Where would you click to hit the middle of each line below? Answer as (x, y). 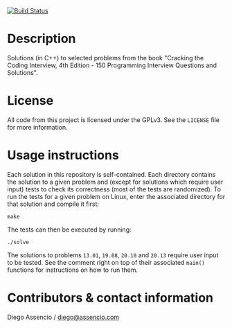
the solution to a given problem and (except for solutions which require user (115, 182)
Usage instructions (63, 155)
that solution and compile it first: (53, 204)
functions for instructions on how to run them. (73, 270)
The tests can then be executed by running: (69, 230)
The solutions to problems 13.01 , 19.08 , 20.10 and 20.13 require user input (113, 255)
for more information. (37, 127)
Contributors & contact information (110, 297)
